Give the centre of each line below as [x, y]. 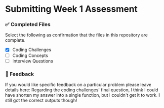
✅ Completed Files [28, 25]
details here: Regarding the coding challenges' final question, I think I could [82, 90]
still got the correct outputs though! [41, 100]
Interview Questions [33, 61]
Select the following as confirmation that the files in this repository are [77, 35]
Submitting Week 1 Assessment [71, 9]
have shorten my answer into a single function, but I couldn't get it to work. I [82, 95]
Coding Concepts [30, 55]
